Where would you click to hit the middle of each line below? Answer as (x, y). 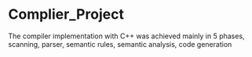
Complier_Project (66, 14)
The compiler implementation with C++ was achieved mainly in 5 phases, (126, 36)
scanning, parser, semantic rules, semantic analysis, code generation (120, 44)
